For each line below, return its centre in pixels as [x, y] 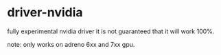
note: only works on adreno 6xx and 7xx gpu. [71, 44]
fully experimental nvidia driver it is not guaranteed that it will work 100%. [111, 31]
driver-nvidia [45, 13]
